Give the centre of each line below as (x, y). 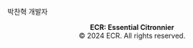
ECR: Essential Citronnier (132, 27)
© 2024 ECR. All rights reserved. (132, 35)
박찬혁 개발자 (28, 11)
